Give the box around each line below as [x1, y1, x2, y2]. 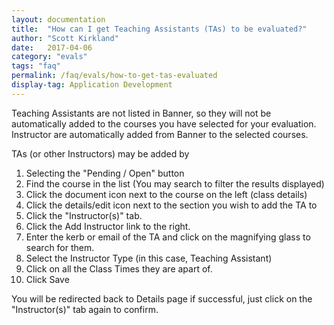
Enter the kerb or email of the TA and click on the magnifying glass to [25, 231, 311, 243]
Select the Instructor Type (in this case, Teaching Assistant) [25, 252, 273, 264]
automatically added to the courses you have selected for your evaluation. [11, 117, 317, 130]
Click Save [25, 273, 70, 285]
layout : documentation [11, 14, 106, 25]
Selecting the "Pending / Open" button [25, 167, 185, 179]
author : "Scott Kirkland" [11, 33, 119, 43]
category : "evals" [11, 52, 88, 62]
